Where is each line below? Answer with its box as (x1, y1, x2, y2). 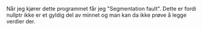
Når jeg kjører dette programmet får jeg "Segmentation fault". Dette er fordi (6, 5, 196, 12)
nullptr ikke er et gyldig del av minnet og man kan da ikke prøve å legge (6, 11, 187, 19)
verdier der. (6, 18, 36, 25)
